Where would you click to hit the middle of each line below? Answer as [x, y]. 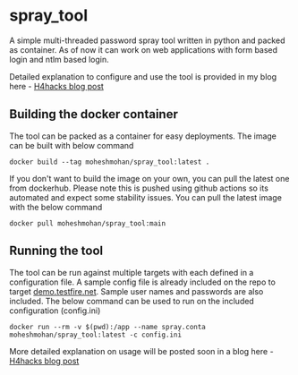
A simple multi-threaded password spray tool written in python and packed [147, 40]
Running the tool [56, 251]
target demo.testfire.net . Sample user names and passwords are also [136, 291]
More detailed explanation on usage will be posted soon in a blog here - [142, 351]
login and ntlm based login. [59, 59]
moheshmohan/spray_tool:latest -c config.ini [95, 335]
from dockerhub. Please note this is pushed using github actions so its [139, 188]
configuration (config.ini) [55, 311]
